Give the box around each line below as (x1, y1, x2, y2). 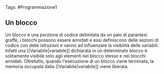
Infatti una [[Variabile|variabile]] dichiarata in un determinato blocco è (5, 47, 148, 54)
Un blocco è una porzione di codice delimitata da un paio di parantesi (5, 32, 148, 38)
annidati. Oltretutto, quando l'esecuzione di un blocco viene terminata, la (5, 58, 154, 64)
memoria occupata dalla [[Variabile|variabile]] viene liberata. (5, 63, 129, 69)
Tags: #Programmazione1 (5, 4, 57, 10)
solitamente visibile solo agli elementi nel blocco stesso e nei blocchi (5, 53, 146, 59)
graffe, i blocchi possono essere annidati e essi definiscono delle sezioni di (5, 37, 159, 43)
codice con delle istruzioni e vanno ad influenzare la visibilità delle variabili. (5, 42, 159, 48)
